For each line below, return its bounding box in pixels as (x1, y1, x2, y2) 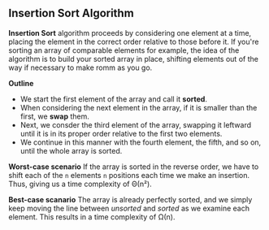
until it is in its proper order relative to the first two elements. (20, 128, 223, 138)
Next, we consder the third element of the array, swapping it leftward (20, 119, 252, 129)
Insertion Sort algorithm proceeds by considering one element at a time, (8, 28, 252, 37)
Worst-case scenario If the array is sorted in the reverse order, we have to (8, 162, 259, 171)
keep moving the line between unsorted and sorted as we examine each (8, 203, 250, 213)
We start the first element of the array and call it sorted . (20, 93, 207, 104)
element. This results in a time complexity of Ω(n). (8, 211, 176, 222)
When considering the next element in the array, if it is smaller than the (20, 102, 258, 112)
